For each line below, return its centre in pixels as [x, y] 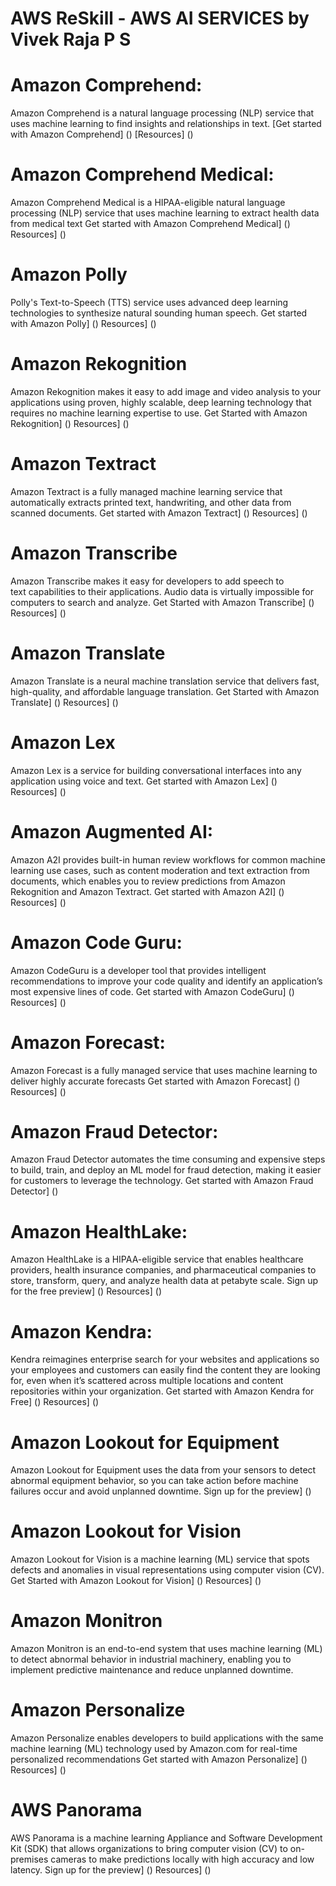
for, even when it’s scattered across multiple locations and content [147, 1381]
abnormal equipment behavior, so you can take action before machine [154, 1481]
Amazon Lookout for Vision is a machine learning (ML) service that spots [160, 1559]
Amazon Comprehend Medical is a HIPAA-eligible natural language [148, 203]
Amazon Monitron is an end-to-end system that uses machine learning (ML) [166, 1649]
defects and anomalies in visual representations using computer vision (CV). [167, 1570]
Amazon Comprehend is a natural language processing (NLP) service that [162, 113]
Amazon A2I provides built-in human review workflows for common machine [168, 859]
